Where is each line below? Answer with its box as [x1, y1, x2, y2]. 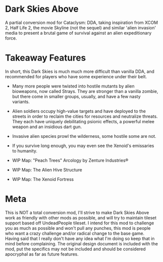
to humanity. [12, 148, 38, 153]
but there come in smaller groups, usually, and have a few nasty [12, 93, 141, 99]
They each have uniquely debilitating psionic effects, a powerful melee [12, 118, 155, 124]
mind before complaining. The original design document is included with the [5, 240, 158, 246]
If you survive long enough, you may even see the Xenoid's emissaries [12, 143, 155, 149]
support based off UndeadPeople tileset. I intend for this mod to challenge [5, 220, 154, 226]
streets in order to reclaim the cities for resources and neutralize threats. [12, 113, 158, 119]
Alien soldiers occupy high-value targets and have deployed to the [12, 108, 146, 114]
